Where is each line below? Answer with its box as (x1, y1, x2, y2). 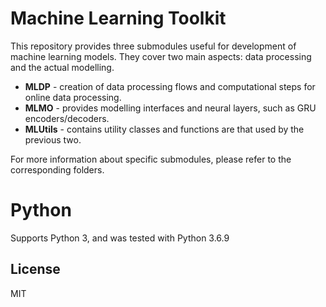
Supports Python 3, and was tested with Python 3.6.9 (10, 232, 230, 244)
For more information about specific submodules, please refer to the (10, 153, 292, 165)
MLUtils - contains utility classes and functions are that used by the (24, 123, 305, 135)
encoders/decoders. (24, 112, 110, 124)
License (10, 261, 61, 278)
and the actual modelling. (10, 61, 115, 73)
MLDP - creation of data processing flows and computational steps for (24, 80, 316, 92)
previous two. (24, 133, 82, 146)
